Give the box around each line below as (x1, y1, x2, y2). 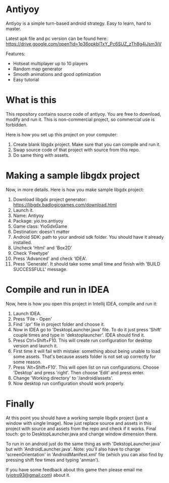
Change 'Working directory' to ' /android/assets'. (13, 375, 114, 381)
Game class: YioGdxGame (13, 223, 68, 229)
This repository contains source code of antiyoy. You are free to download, (6, 111, 161, 117)
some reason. (13, 359, 42, 365)
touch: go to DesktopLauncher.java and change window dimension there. (6, 431, 158, 437)
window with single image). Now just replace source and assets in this (6, 420, 152, 426)
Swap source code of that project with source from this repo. (13, 147, 140, 153)
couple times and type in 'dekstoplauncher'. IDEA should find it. (13, 332, 145, 338)
